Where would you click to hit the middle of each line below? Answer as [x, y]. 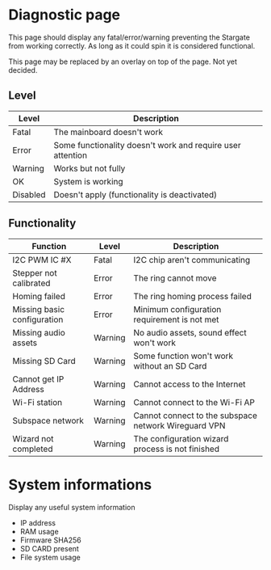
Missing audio [39, 332]
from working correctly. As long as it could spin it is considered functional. [132, 45]
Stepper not [35, 272]
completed [33, 449]
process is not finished [177, 449]
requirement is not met [176, 319]
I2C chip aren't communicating [192, 260]
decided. [23, 70]
